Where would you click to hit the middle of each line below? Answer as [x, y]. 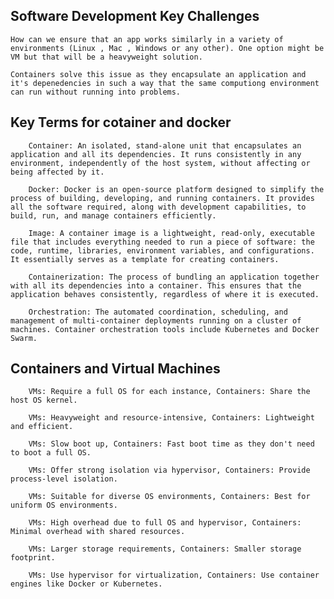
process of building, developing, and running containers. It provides [162, 198]
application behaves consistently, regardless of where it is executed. [165, 294]
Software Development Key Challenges [135, 16]
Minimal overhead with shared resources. [98, 532]
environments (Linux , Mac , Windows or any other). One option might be [167, 48]
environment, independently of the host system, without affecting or [160, 163]
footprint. [33, 558]
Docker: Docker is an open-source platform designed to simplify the [176, 189]
